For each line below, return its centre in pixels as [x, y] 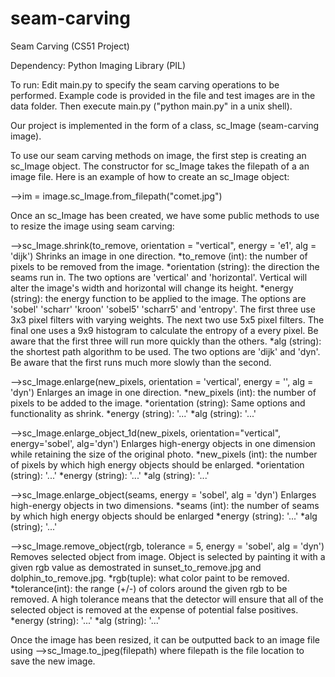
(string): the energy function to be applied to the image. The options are [158, 298]
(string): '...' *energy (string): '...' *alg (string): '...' [110, 475]
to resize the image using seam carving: [92, 226]
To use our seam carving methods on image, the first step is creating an [158, 155]
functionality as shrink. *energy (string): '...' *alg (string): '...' [133, 413]
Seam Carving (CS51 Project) [70, 46]
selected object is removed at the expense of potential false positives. [154, 609]
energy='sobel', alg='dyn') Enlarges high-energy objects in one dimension [163, 443]
